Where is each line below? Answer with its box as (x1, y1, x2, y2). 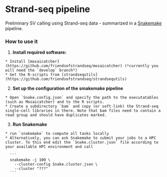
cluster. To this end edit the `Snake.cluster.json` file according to (5, 140, 158, 145)
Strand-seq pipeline (5, 4, 91, 15)
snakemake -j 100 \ (10, 157, 51, 162)
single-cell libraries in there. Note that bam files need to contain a (5, 108, 161, 113)
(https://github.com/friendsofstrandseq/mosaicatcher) (5, 64, 123, 69)
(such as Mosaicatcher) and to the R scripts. (5, 99, 105, 105)
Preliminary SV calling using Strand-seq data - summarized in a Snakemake (5, 20, 162, 26)
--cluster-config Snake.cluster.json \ (14, 162, 98, 167)
